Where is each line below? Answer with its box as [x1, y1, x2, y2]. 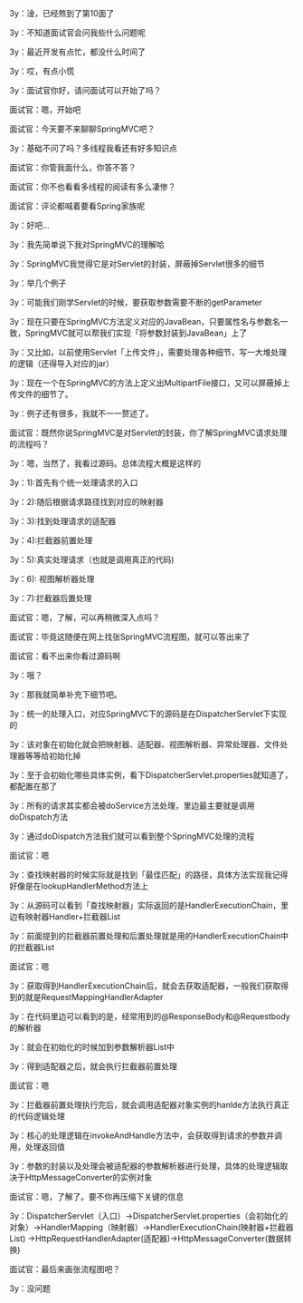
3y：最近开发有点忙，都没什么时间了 [9, 46, 147, 57]
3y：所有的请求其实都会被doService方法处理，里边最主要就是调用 [9, 801, 255, 811]
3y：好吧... [9, 220, 50, 230]
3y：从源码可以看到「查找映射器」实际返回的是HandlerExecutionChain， [9, 900, 281, 910]
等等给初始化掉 [24, 751, 81, 761]
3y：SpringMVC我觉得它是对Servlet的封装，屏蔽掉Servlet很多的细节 [9, 258, 265, 269]
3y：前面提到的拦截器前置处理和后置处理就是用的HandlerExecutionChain [9, 930, 281, 941]
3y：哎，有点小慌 [9, 66, 75, 76]
